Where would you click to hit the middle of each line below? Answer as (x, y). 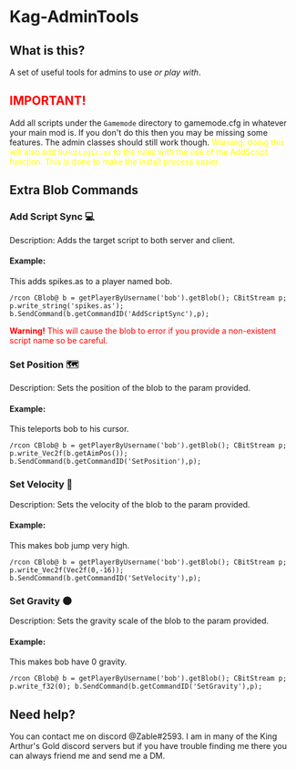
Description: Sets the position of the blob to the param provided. (130, 388)
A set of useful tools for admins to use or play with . (105, 72)
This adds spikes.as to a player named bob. (91, 281)
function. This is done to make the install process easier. (115, 161)
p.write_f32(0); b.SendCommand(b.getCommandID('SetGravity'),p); (136, 687)
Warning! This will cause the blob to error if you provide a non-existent (143, 331)
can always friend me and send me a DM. (87, 756)
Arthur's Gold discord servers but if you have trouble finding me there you (148, 746)
